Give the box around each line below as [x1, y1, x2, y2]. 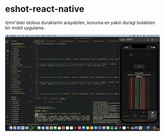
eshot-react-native [5, 3, 84, 15]
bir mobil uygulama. [5, 24, 45, 30]
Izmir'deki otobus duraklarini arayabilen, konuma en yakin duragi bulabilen [5, 20, 156, 25]
